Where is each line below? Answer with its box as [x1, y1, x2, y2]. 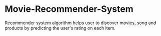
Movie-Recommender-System [4, 3, 133, 15]
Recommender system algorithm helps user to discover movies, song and [4, 20, 156, 26]
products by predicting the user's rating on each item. [4, 25, 115, 31]
